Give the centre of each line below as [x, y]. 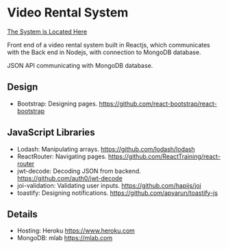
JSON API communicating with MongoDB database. [80, 65]
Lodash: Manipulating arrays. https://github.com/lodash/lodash [106, 149]
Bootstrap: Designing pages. [57, 104]
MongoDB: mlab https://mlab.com [65, 238]
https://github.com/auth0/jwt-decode [70, 178]
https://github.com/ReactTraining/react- [165, 156]
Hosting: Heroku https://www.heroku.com [76, 230]
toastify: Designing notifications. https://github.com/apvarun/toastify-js [117, 193]
